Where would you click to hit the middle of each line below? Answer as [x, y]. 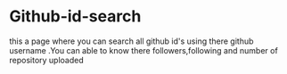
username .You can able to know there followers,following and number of [143, 50]
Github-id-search [75, 16]
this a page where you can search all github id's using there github [131, 41]
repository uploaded [47, 60]
